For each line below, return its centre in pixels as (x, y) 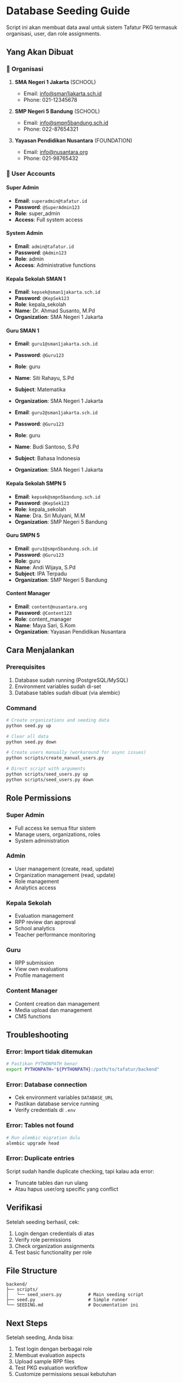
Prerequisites (26, 667)
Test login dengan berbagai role (53, 1349)
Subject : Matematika (40, 389)
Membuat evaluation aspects (50, 1355)
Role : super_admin (37, 213)
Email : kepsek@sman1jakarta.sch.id (57, 292)
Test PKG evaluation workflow (51, 1368)
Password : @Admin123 (40, 252)
